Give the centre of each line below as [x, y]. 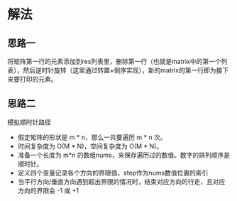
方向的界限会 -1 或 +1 [48, 190]
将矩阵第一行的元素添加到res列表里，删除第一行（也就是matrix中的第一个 [114, 61]
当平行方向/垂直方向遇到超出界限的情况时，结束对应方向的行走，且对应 [121, 181]
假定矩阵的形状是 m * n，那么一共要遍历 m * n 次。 [92, 137]
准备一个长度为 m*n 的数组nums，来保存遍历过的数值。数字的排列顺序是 [124, 155]
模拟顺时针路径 [29, 122]
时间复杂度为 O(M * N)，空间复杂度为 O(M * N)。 [90, 146]
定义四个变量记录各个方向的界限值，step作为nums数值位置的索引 [113, 173]
